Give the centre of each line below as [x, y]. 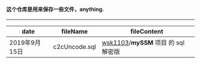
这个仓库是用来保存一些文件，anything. [55, 9]
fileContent [147, 32]
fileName [74, 32]
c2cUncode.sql [74, 47]
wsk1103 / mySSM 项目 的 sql [143, 43]
